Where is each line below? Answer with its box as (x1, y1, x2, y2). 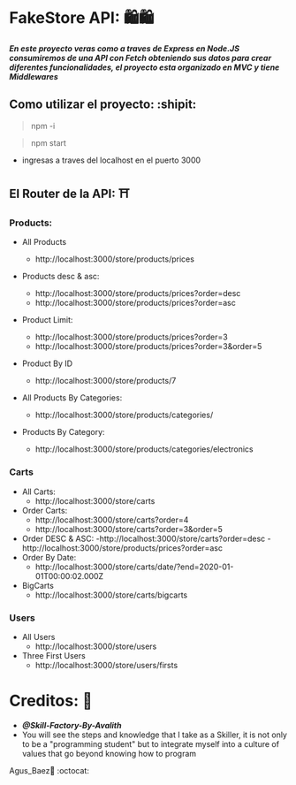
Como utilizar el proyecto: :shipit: (9, 97, 197, 112)
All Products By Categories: (21, 392, 123, 403)
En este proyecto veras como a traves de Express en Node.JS (9, 42, 240, 54)
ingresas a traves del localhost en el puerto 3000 (21, 155, 201, 165)
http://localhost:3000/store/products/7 (34, 376, 177, 386)
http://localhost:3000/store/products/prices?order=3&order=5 (34, 341, 262, 352)
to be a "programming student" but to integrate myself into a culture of (21, 738, 280, 749)
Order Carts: (21, 505, 68, 515)
